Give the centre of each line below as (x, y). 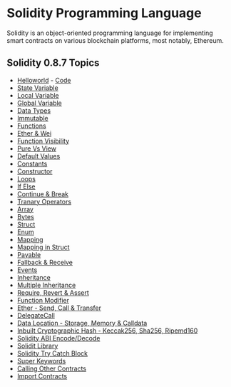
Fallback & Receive (45, 262)
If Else (26, 186)
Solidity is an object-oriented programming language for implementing (110, 33)
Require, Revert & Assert (53, 292)
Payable (29, 254)
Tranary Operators (44, 201)
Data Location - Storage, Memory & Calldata (82, 323)
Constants (32, 164)
